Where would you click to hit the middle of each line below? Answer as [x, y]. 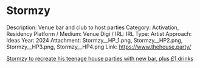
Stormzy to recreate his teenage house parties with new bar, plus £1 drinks [100, 58]
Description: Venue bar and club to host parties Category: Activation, [93, 27]
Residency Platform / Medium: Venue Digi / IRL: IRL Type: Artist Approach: [99, 33]
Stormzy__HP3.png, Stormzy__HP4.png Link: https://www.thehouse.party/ [99, 47]
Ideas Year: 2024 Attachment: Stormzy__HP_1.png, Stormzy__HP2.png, [95, 40]
